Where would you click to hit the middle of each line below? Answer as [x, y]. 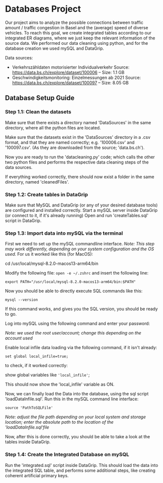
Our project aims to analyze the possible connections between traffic [74, 22]
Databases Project [43, 9]
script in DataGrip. [23, 221]
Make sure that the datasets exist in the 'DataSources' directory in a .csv [78, 137]
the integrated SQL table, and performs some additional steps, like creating [80, 470]
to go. [11, 314]
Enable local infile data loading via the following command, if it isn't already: [81, 348]
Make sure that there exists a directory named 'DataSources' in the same [78, 122]
